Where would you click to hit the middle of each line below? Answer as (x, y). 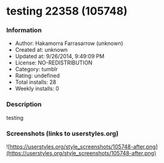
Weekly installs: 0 (37, 89)
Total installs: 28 (36, 82)
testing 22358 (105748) (67, 11)
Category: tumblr (36, 69)
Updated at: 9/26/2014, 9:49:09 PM (60, 57)
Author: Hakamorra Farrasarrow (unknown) (69, 43)
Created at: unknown (41, 50)
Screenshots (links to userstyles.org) (63, 133)
